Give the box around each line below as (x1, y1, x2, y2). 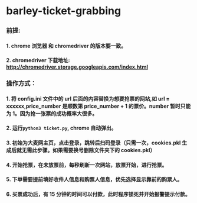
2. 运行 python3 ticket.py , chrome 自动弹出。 (6, 124, 117, 131)
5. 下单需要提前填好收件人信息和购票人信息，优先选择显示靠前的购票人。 (6, 176, 183, 183)
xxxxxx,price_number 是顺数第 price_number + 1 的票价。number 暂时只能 (6, 102, 191, 109)
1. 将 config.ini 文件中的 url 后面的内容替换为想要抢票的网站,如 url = (6, 95, 170, 102)
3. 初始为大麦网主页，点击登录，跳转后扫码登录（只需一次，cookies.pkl (6, 139, 181, 146)
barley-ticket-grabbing (6, 4, 122, 18)
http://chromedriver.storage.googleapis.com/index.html (6, 63, 149, 70)
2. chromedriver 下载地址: (6, 57, 70, 64)
